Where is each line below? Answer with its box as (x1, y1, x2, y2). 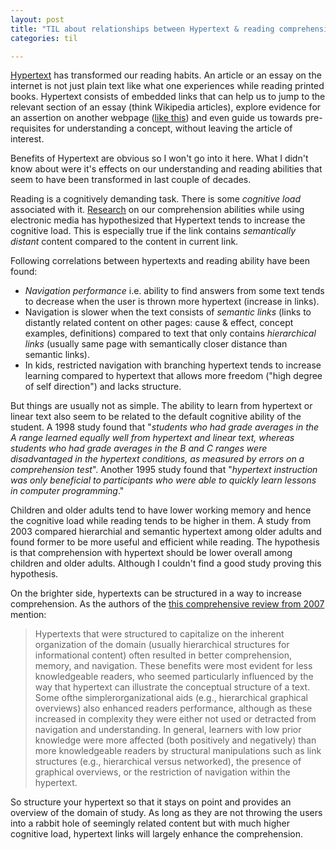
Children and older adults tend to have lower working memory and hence (10, 504, 312, 516)
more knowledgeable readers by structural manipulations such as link (34, 745, 322, 757)
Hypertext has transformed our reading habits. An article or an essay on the (10, 69, 322, 81)
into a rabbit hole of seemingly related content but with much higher (10, 817, 290, 830)
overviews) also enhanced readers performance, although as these (34, 702, 313, 715)
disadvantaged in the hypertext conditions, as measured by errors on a (10, 453, 305, 465)
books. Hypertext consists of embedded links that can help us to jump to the (10, 91, 326, 103)
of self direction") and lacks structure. (24, 381, 182, 393)
